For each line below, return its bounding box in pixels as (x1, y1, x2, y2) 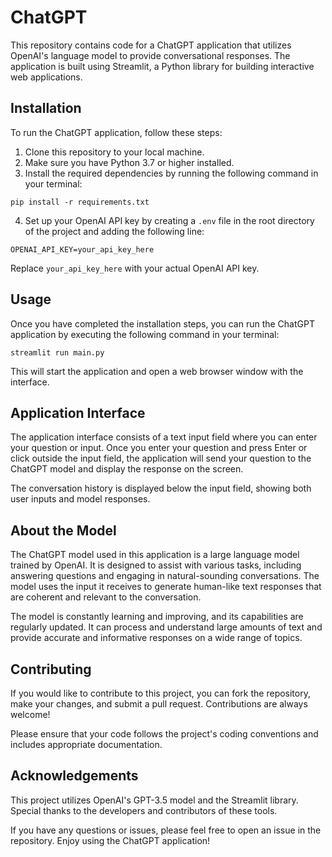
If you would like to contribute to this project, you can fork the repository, (10, 687, 311, 699)
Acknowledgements (10, 767, 139, 785)
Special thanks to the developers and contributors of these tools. (10, 804, 278, 816)
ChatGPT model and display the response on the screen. (10, 463, 244, 475)
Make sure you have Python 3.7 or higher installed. (24, 156, 235, 168)
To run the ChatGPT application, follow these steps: (10, 126, 223, 138)
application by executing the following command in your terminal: (10, 328, 280, 340)
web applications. (10, 71, 83, 83)
